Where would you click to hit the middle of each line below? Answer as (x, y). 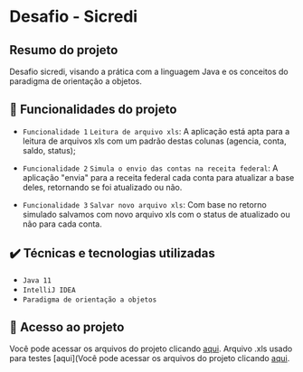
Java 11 (37, 280)
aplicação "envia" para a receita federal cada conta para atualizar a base (158, 177)
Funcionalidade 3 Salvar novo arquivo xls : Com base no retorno (144, 204)
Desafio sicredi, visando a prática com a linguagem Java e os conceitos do (149, 71)
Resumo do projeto (64, 50)
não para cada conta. (62, 224)
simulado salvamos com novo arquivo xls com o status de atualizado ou (156, 214)
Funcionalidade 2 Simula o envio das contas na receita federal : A (150, 168)
